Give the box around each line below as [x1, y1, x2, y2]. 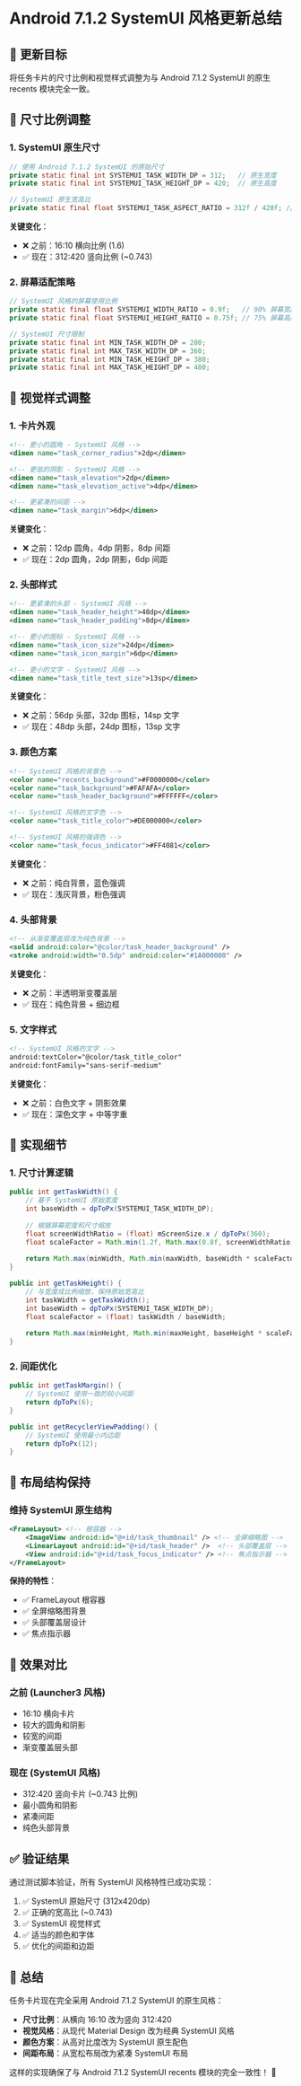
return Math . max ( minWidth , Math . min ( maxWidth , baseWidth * [25, 1254, 251, 1263]
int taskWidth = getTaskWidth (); [25, 1295, 150, 1305]
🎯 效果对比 [9, 1657, 67, 1672]
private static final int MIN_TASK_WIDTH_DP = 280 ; [9, 338, 206, 347]
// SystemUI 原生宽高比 [9, 195, 91, 205]
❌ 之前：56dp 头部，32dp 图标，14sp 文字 [21, 710, 180, 721]
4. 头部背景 [9, 913, 57, 926]
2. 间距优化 [9, 1360, 57, 1372]
